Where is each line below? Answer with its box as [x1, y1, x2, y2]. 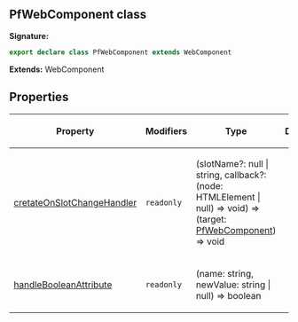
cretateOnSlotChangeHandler [13, 196, 137, 208]
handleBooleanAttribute [13, 279, 113, 291]
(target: [195, 213, 227, 225]
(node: [195, 179, 223, 192]
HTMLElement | [195, 191, 261, 203]
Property [56, 124, 95, 137]
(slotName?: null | [195, 157, 269, 169]
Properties [9, 90, 69, 105]
